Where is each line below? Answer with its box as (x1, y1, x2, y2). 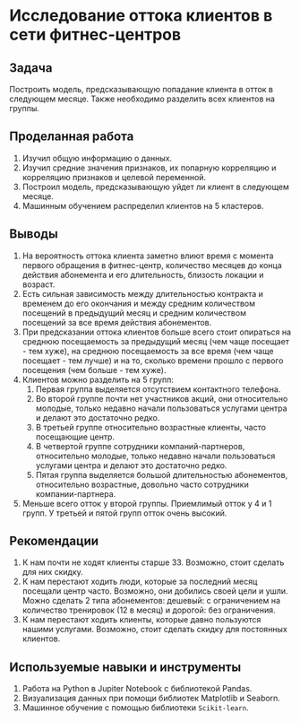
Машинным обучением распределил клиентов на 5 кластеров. (21, 200, 264, 211)
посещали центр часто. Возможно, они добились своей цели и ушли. (21, 586, 288, 596)
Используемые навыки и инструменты (9, 659, 242, 674)
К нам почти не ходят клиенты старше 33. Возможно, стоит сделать (21, 557, 285, 568)
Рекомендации (9, 534, 99, 549)
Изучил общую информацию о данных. (21, 152, 173, 163)
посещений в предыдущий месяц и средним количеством (21, 307, 246, 318)
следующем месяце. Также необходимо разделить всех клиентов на (9, 93, 276, 104)
